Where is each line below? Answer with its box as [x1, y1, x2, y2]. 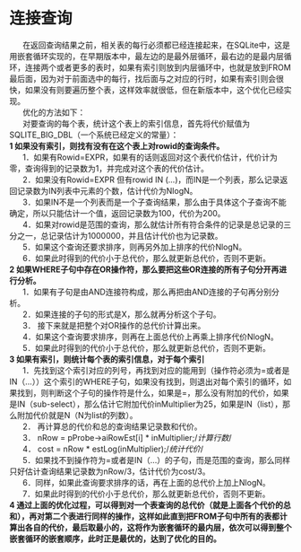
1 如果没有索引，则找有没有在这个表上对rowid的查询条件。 [9, 140, 225, 151]
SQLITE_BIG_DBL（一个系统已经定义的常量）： [9, 129, 179, 140]
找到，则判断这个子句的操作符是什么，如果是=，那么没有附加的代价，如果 [16, 387, 289, 398]
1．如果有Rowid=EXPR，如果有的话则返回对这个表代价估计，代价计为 [21, 152, 278, 162]
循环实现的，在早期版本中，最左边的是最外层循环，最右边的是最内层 [32, 50, 284, 61]
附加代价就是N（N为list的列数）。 [16, 409, 138, 420]
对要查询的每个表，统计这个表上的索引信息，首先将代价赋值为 [21, 118, 251, 128]
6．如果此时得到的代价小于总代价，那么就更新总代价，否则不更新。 [21, 252, 271, 263]
